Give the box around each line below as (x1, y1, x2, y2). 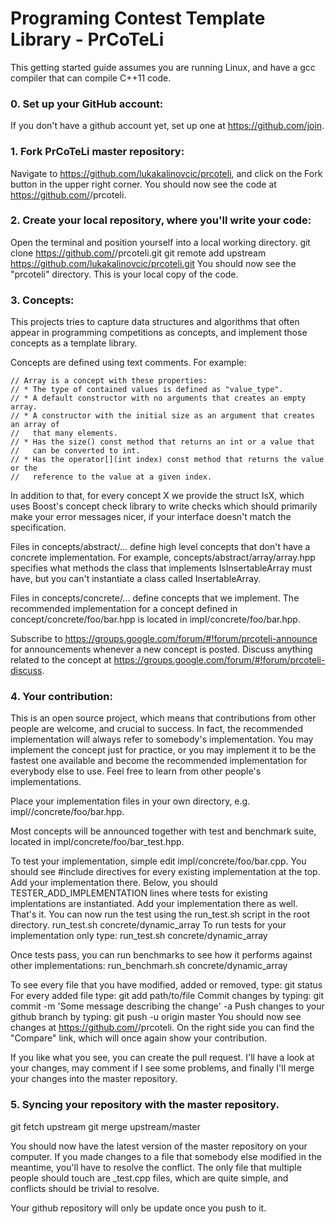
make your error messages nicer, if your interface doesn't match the (10, 511, 292, 523)
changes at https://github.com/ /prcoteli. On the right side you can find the (10, 1022, 315, 1034)
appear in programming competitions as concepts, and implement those (10, 327, 308, 339)
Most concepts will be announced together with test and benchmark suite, (10, 825, 317, 837)
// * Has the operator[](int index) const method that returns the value (10, 455, 325, 465)
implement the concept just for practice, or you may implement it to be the (10, 744, 317, 756)
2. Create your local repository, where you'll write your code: (10, 213, 312, 227)
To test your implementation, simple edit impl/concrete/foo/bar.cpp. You (10, 855, 307, 867)
